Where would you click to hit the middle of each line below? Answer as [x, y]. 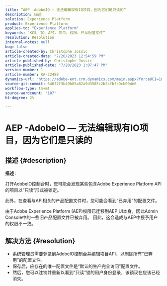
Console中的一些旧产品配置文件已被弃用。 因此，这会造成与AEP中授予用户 [82, 217]
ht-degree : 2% [20, 97]
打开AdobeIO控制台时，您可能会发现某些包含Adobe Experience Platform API [83, 184]
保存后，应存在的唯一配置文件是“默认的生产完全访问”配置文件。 [78, 266]
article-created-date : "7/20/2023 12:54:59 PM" [55, 56]
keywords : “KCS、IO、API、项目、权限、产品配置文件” [55, 33]
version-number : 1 [24, 70]
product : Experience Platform [37, 24]
